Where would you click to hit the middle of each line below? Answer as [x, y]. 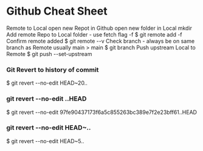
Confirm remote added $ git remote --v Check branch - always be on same [101, 41]
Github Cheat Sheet [57, 11]
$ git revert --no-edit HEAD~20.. [47, 83]
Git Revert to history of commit [53, 69]
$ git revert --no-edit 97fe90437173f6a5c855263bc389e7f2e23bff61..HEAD [102, 112]
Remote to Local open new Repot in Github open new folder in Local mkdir [99, 28]
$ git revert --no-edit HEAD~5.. [45, 141]
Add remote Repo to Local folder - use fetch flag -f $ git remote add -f [94, 34]
